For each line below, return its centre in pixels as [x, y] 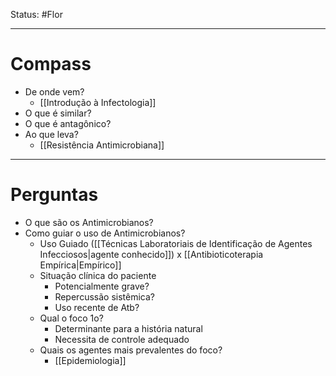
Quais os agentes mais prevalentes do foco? [131, 350]
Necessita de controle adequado [122, 339]
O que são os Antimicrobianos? [89, 222]
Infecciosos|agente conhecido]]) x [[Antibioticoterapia [151, 254]
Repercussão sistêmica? [104, 296]
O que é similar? [58, 113]
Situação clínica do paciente [98, 275]
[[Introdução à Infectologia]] [98, 102]
